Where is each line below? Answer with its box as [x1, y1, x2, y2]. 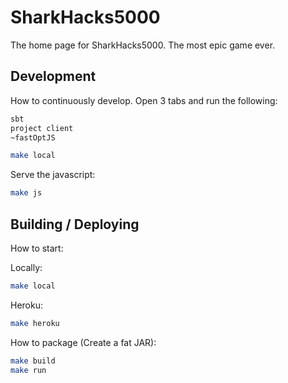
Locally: [10, 261, 43, 273]
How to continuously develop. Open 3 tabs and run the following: [10, 94, 278, 106]
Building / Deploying [10, 216, 140, 233]
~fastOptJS [10, 132, 56, 143]
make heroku [10, 318, 60, 328]
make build [10, 356, 56, 366]
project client [10, 123, 74, 133]
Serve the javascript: [10, 169, 96, 181]
